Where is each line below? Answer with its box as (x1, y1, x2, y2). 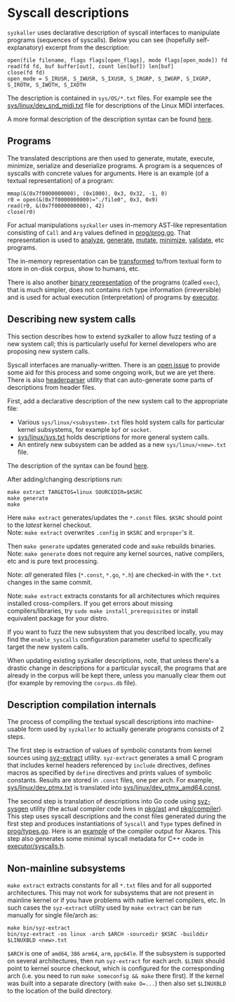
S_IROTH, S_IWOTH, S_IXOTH (7, 81, 86, 89)
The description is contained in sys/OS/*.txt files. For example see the (7, 94, 213, 102)
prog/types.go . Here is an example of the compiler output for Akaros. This (7, 827, 221, 835)
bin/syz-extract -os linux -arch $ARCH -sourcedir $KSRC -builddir (7, 931, 209, 938)
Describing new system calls (7, 313, 136, 325)
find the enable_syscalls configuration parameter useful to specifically (7, 635, 212, 643)
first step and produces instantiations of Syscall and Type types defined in (7, 820, 222, 828)
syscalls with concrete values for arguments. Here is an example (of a (7, 169, 209, 177)
